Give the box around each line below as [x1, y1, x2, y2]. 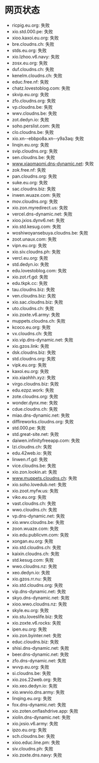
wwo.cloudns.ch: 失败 [11, 506, 57, 512]
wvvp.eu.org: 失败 [11, 664, 49, 670]
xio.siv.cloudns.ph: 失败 [11, 249, 61, 255]
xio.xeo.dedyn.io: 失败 [11, 682, 58, 689]
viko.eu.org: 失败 [11, 494, 47, 500]
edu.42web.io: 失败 [11, 450, 52, 456]
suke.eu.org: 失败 [11, 179, 48, 185]
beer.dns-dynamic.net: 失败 [11, 651, 69, 657]
